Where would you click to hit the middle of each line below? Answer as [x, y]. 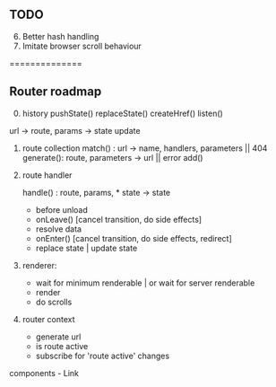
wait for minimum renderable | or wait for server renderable [145, 283]
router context [48, 319]
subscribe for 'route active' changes [103, 356]
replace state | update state [86, 248]
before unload [61, 209]
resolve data [59, 229]
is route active [62, 346]
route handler [47, 175]
